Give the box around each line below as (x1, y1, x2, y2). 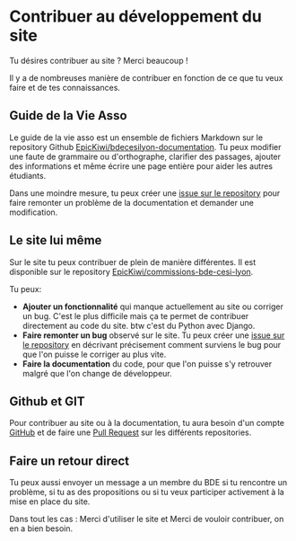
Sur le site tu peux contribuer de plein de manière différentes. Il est (9, 256, 257, 267)
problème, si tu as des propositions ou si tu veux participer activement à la (9, 487, 284, 498)
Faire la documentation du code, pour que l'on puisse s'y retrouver (22, 358, 272, 369)
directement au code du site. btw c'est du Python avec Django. (22, 320, 256, 331)
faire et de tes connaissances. (9, 82, 121, 93)
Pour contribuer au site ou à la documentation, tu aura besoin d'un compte (9, 418, 285, 429)
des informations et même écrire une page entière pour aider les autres (9, 160, 274, 172)
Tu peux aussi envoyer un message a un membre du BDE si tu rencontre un (9, 477, 288, 488)
